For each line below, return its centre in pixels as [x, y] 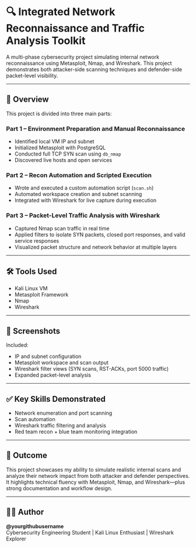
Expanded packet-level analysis [53, 375]
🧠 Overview [27, 100]
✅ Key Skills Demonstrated [56, 399]
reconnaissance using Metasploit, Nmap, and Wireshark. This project [89, 63]
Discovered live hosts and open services [63, 160]
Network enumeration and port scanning [63, 413]
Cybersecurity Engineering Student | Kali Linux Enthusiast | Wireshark [90, 532]
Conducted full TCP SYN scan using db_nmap [68, 154]
